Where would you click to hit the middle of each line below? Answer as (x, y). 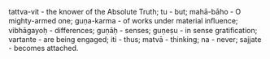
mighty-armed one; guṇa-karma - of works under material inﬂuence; (123, 21)
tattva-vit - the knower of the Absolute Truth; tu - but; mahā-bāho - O (125, 12)
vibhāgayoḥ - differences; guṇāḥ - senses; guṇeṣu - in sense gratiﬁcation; (133, 30)
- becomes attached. (44, 48)
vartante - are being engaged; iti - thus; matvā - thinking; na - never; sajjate (135, 39)
